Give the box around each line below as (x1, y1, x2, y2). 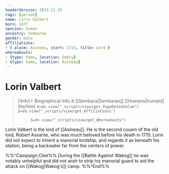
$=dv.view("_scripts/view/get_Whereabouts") (30, 118, 126, 123)
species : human (5, 26, 38, 31)
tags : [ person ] (5, 12, 38, 17)
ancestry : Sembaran (5, 31, 47, 36)
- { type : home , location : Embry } (5, 54, 76, 60)
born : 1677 (5, 21, 28, 27)
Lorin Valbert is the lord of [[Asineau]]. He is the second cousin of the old (5, 126, 158, 132)
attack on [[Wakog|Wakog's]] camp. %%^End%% (5, 163, 110, 169)
